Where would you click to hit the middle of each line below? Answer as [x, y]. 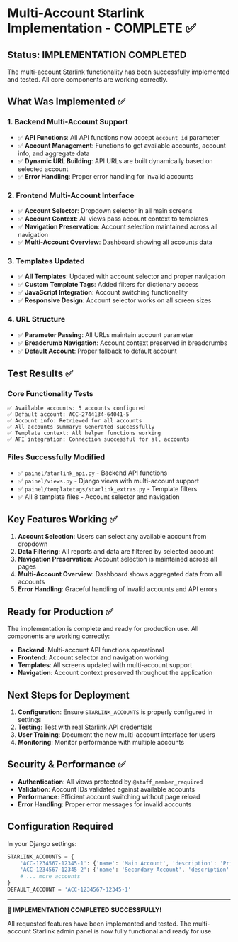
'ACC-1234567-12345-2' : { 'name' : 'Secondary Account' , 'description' [125, 870]
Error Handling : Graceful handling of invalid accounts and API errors [118, 589]
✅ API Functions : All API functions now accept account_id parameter [118, 137]
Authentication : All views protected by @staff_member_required [110, 782]
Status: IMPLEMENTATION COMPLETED [97, 55]
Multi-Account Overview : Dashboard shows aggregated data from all [119, 574]
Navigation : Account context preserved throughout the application [115, 673]
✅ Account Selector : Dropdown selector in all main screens [105, 210]
